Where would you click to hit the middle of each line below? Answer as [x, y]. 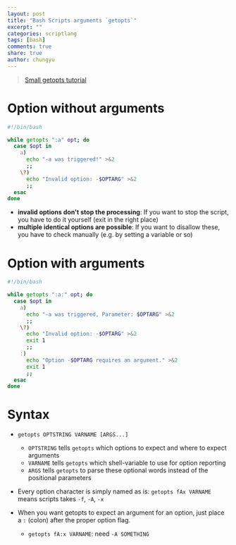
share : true [25, 54]
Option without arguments [86, 108]
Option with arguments [76, 263]
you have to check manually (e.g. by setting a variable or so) [105, 235]
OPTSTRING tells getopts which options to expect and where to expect [127, 448]
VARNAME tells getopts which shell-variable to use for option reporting [127, 463]
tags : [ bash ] [26, 40]
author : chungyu [31, 60]
